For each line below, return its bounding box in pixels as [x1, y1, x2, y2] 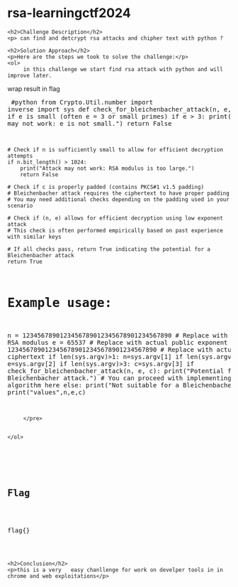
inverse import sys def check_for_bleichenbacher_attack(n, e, [7, 105, 232, 113]
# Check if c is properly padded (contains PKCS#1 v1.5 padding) [7, 183, 204, 190]
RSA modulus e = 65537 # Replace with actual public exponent [7, 338, 228, 346]
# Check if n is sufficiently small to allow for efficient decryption [7, 146, 223, 154]
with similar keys [7, 233, 62, 240]
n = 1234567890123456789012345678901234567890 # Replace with [7, 331, 228, 339]
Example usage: [7, 295, 113, 311]
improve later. [7, 72, 52, 79]
